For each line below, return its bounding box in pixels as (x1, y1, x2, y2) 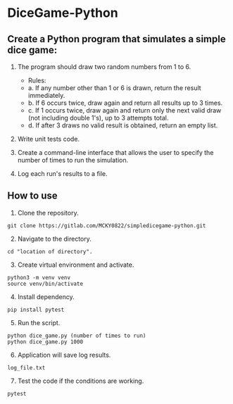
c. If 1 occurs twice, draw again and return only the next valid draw (27, 106, 222, 114)
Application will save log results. (17, 351, 111, 359)
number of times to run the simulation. (17, 156, 129, 164)
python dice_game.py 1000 (7, 338, 83, 346)
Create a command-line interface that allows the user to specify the (17, 149, 214, 156)
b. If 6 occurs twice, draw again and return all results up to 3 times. (27, 99, 223, 107)
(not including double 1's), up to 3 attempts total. (27, 114, 169, 122)
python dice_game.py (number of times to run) (7, 332, 146, 339)
